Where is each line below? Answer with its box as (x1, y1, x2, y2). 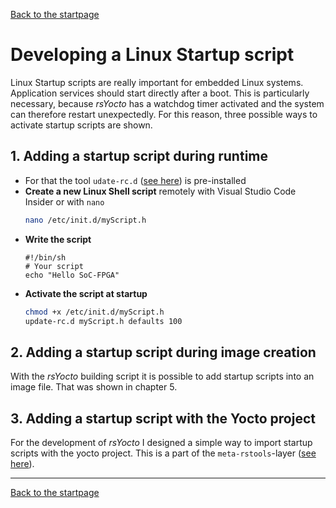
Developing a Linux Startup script (10, 44, 295, 66)
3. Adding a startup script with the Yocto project (10, 410, 316, 427)
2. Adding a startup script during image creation (10, 344, 317, 361)
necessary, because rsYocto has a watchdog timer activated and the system (10, 97, 325, 109)
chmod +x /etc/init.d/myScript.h (24, 307, 165, 317)
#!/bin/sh (24, 252, 67, 263)
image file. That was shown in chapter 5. (10, 381, 178, 393)
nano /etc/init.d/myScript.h (24, 215, 147, 225)
